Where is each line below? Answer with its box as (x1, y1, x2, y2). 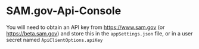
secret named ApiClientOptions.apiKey (6, 36, 103, 43)
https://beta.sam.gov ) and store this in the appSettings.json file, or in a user (6, 30, 193, 37)
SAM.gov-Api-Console (6, 4, 122, 18)
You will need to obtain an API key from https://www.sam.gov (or (6, 24, 165, 31)
